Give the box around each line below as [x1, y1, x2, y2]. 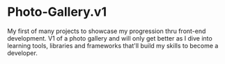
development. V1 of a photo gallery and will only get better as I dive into [7, 34, 212, 42]
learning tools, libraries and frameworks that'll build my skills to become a [7, 41, 219, 50]
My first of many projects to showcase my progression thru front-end [7, 27, 206, 35]
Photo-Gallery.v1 [7, 4, 107, 20]
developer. [7, 49, 38, 57]
